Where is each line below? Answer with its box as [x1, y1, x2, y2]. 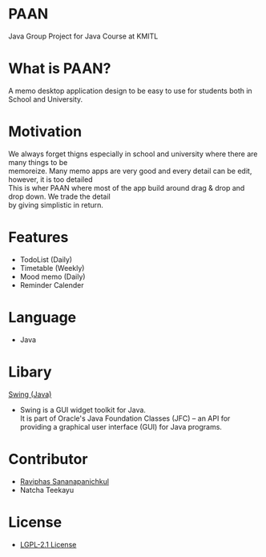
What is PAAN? [8, 59, 111, 78]
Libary [8, 362, 52, 381]
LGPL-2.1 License [19, 539, 77, 549]
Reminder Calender [19, 280, 84, 289]
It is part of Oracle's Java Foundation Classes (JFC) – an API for [19, 414, 231, 423]
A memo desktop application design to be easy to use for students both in [8, 86, 252, 95]
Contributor [8, 450, 88, 468]
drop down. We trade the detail [8, 192, 111, 201]
